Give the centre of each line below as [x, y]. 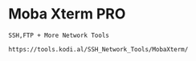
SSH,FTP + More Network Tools [59, 35]
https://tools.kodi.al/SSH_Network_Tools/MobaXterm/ [98, 49]
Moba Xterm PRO [67, 14]
